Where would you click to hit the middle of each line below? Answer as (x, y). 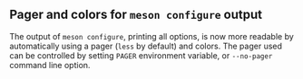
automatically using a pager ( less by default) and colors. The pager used (146, 46)
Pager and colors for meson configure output (136, 15)
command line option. (50, 65)
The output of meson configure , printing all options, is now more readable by (152, 36)
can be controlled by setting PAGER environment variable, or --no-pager (141, 55)
